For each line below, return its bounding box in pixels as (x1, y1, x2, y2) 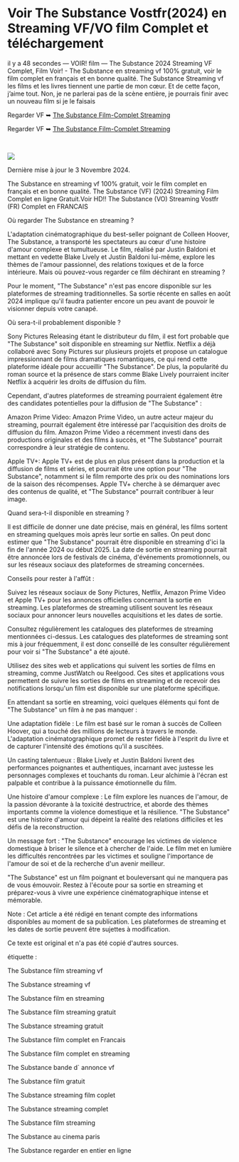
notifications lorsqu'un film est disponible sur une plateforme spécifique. (7, 684, 221, 692)
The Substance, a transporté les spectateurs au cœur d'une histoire (7, 237, 206, 246)
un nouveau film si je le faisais (7, 96, 96, 105)
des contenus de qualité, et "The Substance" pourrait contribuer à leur (7, 487, 214, 495)
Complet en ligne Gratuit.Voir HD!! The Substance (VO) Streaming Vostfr (7, 194, 219, 203)
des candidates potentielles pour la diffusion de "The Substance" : (7, 398, 203, 408)
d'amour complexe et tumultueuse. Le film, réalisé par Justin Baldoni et (7, 245, 216, 253)
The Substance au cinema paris (7, 1132, 101, 1141)
